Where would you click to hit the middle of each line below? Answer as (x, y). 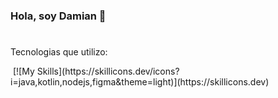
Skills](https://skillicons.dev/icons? (108, 71)
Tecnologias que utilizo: (59, 52)
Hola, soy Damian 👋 (58, 16)
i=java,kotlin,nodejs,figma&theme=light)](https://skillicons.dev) (140, 82)
